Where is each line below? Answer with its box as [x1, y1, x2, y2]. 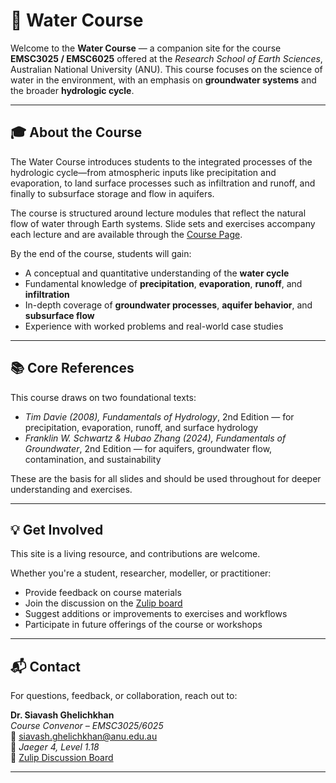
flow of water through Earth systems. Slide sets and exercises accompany [10, 217, 316, 229]
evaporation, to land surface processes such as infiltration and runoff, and [10, 177, 316, 189]
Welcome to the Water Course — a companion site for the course [10, 42, 282, 54]
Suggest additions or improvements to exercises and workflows [24, 608, 288, 620]
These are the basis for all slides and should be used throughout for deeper [10, 472, 322, 484]
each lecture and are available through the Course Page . [10, 228, 243, 240]
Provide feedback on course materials [24, 587, 182, 599]
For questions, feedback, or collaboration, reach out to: [10, 690, 238, 702]
